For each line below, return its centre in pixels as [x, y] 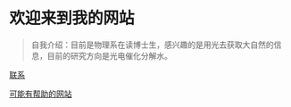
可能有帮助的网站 [41, 94]
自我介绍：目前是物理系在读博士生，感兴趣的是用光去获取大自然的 [152, 45]
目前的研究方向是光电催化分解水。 [109, 55]
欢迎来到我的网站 [72, 18]
